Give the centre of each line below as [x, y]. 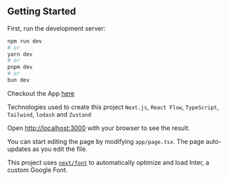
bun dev [19, 80]
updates [19, 149]
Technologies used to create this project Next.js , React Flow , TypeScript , [113, 107]
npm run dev [25, 41]
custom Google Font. [38, 170]
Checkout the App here [41, 93]
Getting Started [42, 12]
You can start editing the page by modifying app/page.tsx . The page [106, 141]
